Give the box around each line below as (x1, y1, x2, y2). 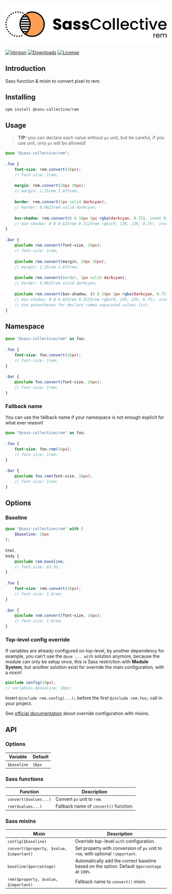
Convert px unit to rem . (55, 796, 102, 803)
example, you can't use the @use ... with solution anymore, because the (5, 653, 160, 659)
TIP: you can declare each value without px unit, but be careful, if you (17, 135, 165, 141)
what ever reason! (5, 420, 44, 426)
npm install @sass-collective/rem (5, 107, 79, 112)
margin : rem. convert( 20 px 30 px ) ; (14, 183, 86, 189)
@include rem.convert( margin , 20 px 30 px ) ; (14, 259, 106, 264)
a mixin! (5, 669, 22, 676)
